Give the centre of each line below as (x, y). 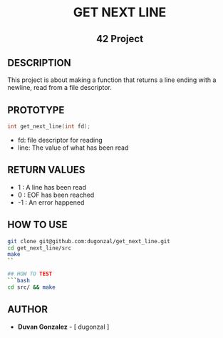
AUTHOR (28, 310)
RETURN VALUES (46, 170)
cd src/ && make (31, 287)
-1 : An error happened (51, 202)
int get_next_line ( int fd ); (49, 127)
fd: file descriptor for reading (60, 140)
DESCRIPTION (39, 62)
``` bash (19, 281)
